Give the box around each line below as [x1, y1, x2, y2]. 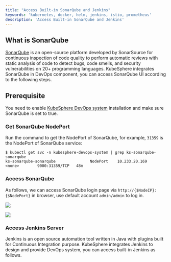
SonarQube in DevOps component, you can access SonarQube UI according [5, 71, 166, 77]
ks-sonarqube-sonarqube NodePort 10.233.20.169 [5, 159, 147, 164]
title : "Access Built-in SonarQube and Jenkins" [5, 7, 111, 13]
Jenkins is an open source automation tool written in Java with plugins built [5, 235, 164, 242]
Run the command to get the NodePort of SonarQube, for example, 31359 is [5, 135, 163, 141]
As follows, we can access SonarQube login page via [5, 187, 117, 193]
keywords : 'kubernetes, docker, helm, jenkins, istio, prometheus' [5, 12, 152, 17]
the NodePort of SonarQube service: [5, 140, 83, 146]
